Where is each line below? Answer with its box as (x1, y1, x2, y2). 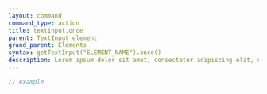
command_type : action (8, 19, 80, 27)
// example (8, 77, 44, 86)
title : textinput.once (8, 26, 83, 34)
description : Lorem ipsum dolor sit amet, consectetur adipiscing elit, (8, 57, 254, 65)
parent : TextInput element (8, 33, 98, 42)
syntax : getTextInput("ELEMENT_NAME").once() (8, 49, 161, 57)
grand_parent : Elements (8, 41, 87, 49)
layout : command (8, 11, 62, 20)
